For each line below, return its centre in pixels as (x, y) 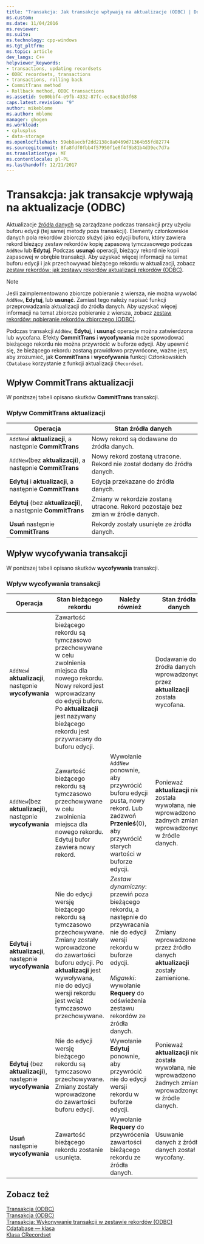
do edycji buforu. (79, 701)
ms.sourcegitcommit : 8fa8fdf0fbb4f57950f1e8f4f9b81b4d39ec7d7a (88, 148)
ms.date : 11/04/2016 (32, 23)
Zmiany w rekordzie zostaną (132, 499)
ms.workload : (23, 125)
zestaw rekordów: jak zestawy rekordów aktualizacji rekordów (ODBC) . (95, 270)
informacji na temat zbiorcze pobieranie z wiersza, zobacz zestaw (89, 313)
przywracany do (78, 739)
